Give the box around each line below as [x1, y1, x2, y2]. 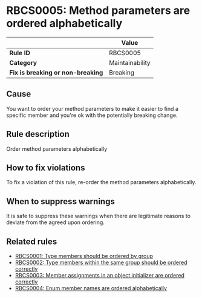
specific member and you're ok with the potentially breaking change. [6, 111, 178, 119]
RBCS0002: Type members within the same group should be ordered [15, 259, 187, 266]
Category [9, 58, 37, 67]
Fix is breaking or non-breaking [9, 68, 103, 76]
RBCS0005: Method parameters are [6, 4, 191, 18]
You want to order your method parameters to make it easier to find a [6, 105, 178, 112]
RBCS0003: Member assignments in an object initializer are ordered [15, 272, 184, 279]
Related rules [6, 236, 57, 247]
